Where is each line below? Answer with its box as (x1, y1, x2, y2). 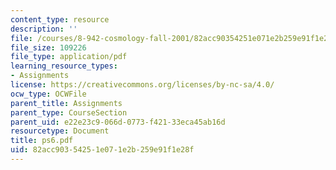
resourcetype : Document (10, 126, 110, 136)
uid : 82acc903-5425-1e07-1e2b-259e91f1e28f (10, 145, 195, 155)
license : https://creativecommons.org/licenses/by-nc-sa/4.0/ (10, 80, 275, 90)
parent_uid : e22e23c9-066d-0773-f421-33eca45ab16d (10, 117, 226, 127)
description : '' (10, 24, 78, 34)
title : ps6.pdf (10, 136, 74, 146)
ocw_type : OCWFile (10, 89, 87, 99)
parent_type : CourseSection (10, 107, 128, 118)
